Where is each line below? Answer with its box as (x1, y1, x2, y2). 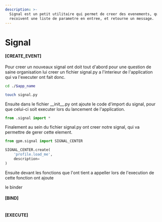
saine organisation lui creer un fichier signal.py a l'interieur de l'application (5, 69, 153, 75)
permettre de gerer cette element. (5, 129, 73, 135)
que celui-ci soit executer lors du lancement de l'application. (5, 106, 125, 112)
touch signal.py (5, 92, 38, 97)
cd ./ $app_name (5, 83, 36, 89)
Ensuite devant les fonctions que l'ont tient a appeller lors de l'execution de (5, 170, 154, 176)
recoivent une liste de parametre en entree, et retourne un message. (9, 16, 154, 21)
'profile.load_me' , (13, 152, 53, 157)
